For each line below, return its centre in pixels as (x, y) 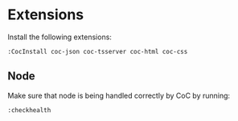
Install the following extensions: (59, 37)
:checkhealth (29, 110)
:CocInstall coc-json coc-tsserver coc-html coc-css (98, 51)
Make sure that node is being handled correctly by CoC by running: (119, 95)
